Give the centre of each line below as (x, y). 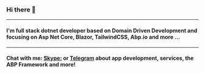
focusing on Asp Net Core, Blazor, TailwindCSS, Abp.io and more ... (93, 37)
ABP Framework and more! (41, 65)
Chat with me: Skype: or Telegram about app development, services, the (100, 58)
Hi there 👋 (21, 10)
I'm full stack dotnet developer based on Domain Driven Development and (102, 30)
